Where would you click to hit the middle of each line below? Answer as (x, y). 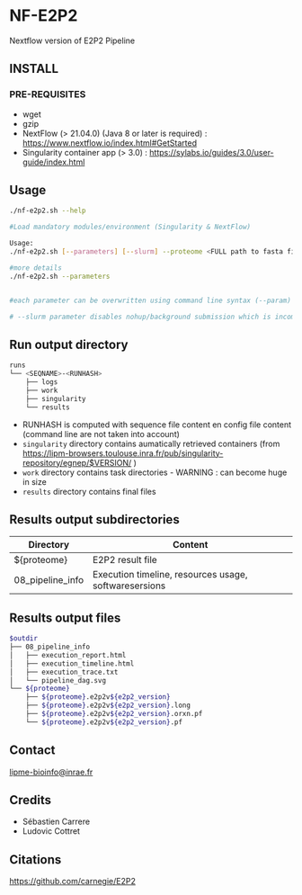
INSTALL (34, 69)
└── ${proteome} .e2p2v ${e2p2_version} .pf (104, 722)
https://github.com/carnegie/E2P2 (73, 882)
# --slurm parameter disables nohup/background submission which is (140, 317)
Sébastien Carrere (56, 822)
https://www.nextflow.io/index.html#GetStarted (110, 143)
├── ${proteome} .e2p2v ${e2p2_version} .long (108, 706)
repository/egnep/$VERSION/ (77, 462)
